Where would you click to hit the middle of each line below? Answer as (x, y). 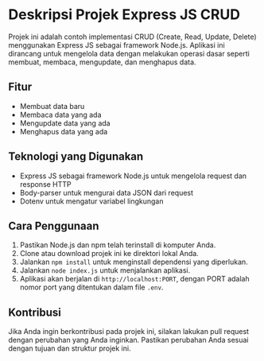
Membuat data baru (52, 106)
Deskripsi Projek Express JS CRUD (124, 15)
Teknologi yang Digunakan (76, 157)
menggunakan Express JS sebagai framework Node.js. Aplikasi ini (116, 45)
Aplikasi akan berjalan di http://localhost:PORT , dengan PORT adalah (134, 279)
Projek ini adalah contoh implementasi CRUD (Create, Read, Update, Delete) (132, 37)
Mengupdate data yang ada (65, 123)
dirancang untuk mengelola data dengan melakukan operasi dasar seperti (129, 53)
